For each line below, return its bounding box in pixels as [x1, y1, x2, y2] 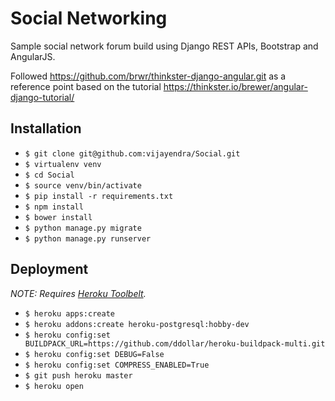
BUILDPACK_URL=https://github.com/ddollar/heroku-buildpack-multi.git [24, 338, 326, 349]
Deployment [10, 261, 89, 278]
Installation [10, 120, 82, 137]
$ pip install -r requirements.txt [24, 191, 174, 201]
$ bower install [24, 212, 93, 222]
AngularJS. [10, 50, 56, 62]
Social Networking [10, 7, 168, 30]
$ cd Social [24, 170, 75, 180]
